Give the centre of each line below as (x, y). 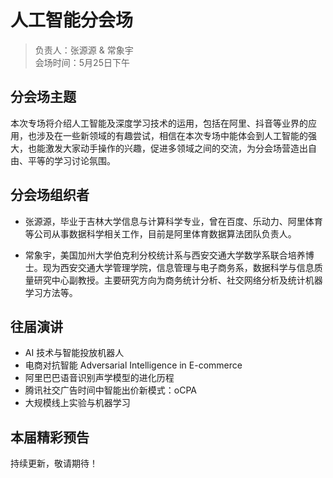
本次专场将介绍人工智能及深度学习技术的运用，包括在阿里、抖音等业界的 (159, 123)
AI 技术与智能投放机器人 (74, 353)
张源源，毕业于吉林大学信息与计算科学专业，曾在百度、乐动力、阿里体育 (173, 221)
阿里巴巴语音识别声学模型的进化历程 (99, 378)
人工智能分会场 (72, 20)
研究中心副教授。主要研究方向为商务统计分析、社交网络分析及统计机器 (178, 280)
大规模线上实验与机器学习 (77, 403)
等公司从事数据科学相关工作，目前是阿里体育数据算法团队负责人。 (160, 233)
